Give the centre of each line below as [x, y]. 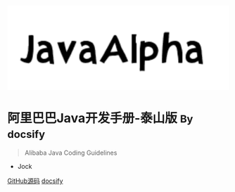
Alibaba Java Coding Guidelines [71, 153]
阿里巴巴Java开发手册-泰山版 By [100, 118]
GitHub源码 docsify [35, 181]
